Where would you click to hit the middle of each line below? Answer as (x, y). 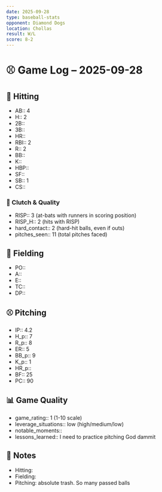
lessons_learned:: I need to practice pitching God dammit (85, 436)
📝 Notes (21, 456)
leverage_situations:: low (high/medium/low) (69, 424)
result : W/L (21, 34)
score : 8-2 (20, 39)
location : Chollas (29, 28)
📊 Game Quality (37, 400)
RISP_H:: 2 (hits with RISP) (47, 222)
